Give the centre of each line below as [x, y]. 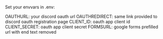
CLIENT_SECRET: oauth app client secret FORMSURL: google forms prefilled [81, 27]
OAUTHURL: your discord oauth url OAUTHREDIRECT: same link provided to [81, 16]
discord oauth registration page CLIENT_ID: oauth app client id [68, 22]
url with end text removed [31, 32]
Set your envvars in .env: [30, 7]
